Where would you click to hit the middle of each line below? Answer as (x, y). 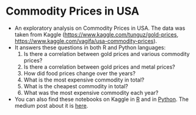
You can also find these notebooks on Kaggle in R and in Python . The (101, 99)
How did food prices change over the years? (79, 73)
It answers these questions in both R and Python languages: (90, 47)
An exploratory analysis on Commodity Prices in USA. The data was (100, 28)
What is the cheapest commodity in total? (76, 86)
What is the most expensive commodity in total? (84, 80)
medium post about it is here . (51, 105)
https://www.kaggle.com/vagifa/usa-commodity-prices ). (86, 41)
